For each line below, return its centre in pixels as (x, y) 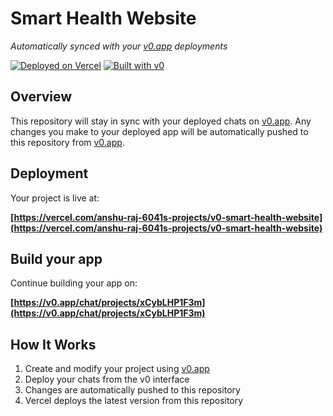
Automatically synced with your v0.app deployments (119, 46)
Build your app (56, 258)
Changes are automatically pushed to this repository (132, 390)
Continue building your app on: (74, 283)
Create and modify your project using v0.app (117, 369)
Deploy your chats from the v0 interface (107, 379)
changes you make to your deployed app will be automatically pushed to (159, 131)
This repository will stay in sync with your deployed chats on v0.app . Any (161, 121)
